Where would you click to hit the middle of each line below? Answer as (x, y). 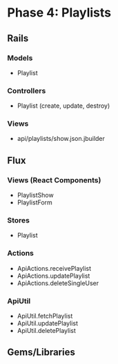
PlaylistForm (35, 202)
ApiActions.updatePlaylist (53, 276)
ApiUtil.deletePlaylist (46, 331)
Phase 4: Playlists (59, 13)
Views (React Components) (54, 180)
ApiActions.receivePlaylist (54, 268)
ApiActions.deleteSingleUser (58, 283)
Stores (18, 220)
